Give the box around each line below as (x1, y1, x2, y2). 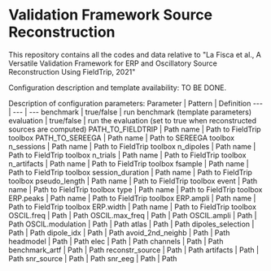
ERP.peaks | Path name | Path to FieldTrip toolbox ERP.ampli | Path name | (8, 193, 256, 203)
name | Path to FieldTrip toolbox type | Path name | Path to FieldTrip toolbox (8, 184, 263, 194)
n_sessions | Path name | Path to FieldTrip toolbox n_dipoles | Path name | (8, 141, 256, 151)
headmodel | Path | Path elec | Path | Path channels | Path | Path (8, 236, 224, 246)
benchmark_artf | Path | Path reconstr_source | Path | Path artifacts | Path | (8, 245, 259, 255)
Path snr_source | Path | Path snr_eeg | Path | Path (8, 253, 177, 263)
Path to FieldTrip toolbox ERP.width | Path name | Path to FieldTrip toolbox (8, 201, 256, 212)
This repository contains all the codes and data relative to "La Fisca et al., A (8, 49, 262, 59)
